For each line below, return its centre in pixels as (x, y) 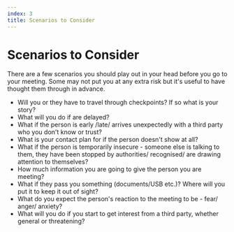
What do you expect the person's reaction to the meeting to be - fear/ (118, 199)
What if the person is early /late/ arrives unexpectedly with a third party (120, 125)
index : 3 (20, 14)
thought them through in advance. (56, 89)
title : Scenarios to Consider (51, 20)
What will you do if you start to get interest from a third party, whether (118, 214)
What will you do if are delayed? (63, 117)
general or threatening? (51, 222)
